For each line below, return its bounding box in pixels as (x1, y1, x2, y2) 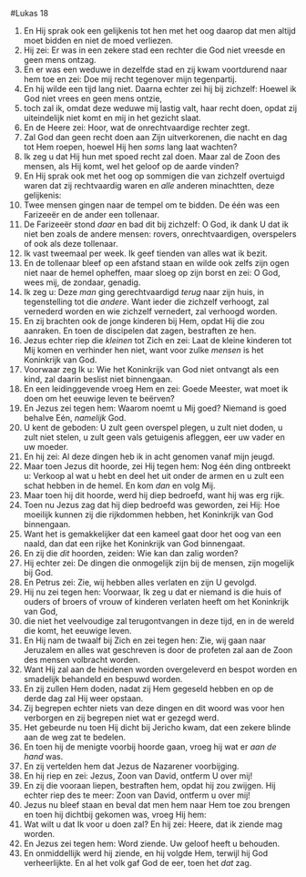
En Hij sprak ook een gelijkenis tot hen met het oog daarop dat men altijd (23, 25, 297, 36)
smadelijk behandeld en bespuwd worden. (23, 674, 183, 684)
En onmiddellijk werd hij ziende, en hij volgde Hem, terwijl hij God (23, 848, 269, 859)
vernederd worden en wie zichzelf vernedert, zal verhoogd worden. (23, 306, 278, 317)
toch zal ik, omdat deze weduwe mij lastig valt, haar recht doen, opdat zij (23, 103, 298, 113)
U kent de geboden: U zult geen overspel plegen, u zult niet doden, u (23, 423, 283, 433)
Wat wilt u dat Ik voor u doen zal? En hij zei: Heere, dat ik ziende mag (23, 819, 283, 830)
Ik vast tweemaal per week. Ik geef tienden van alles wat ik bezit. (23, 248, 268, 259)
